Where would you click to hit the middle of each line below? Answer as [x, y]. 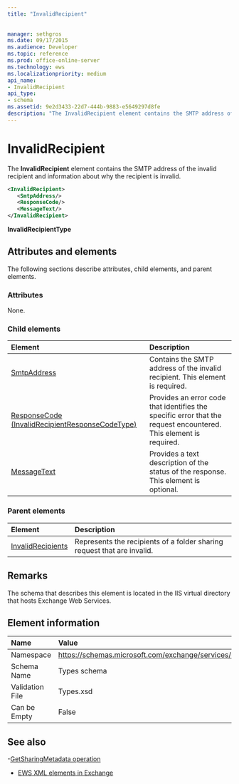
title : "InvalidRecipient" [47, 14]
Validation [27, 687]
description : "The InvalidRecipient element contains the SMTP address [116, 113]
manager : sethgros [34, 34]
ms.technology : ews [36, 67]
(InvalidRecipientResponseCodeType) [74, 424]
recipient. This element [187, 377]
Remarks [28, 576]
